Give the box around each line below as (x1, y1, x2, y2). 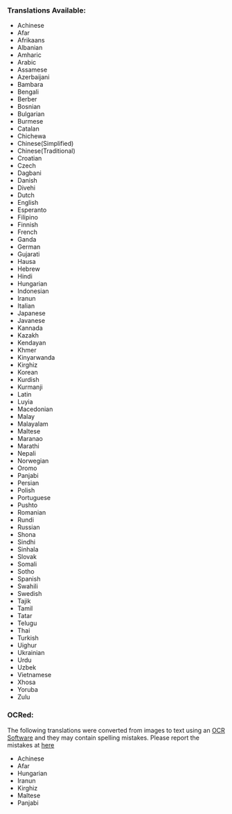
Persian (17, 479, 39, 488)
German (17, 242, 41, 251)
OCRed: (7, 711, 34, 720)
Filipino (17, 213, 38, 222)
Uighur (17, 641, 37, 649)
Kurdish (17, 376, 39, 384)
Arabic (17, 58, 37, 67)
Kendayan (17, 339, 46, 347)
